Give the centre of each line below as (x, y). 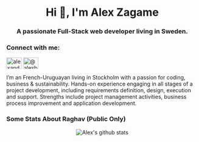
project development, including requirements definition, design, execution (99, 90)
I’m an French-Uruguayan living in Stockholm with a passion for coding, (96, 78)
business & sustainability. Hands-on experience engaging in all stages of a (100, 84)
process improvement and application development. (72, 103)
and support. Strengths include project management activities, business (96, 97)
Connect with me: (33, 48)
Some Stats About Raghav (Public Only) (66, 119)
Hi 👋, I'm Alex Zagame (102, 12)
